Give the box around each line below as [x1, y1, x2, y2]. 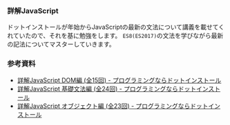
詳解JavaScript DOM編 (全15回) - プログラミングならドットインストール [17, 76, 222, 84]
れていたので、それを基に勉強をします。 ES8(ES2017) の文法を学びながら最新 [7, 32, 224, 40]
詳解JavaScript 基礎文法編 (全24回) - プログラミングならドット [17, 84, 197, 93]
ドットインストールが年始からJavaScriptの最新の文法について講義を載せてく [7, 23, 225, 32]
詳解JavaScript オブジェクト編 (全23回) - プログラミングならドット [17, 102, 209, 110]
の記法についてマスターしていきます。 [7, 40, 115, 49]
